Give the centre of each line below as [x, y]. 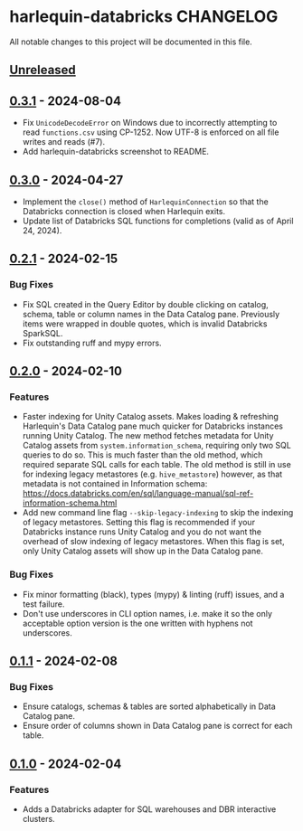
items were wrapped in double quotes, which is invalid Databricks [145, 324]
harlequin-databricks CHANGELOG [144, 17]
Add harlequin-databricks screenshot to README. [116, 152]
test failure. [43, 604]
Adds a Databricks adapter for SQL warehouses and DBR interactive [149, 809]
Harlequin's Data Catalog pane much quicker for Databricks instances [152, 426]
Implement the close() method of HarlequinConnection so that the [145, 202]
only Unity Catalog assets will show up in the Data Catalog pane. [143, 551]
